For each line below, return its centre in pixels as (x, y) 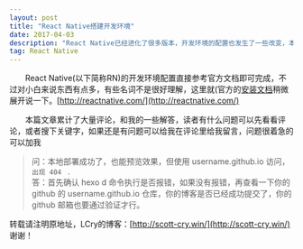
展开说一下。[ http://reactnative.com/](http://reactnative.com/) (124, 101)
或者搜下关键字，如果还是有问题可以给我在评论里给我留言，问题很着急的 (159, 131)
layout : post (34, 18)
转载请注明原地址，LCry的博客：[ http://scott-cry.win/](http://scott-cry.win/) (150, 224)
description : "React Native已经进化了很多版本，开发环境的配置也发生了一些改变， (149, 43)
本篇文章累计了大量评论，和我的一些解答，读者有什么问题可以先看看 (151, 120)
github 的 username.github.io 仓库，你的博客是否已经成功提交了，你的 (161, 194)
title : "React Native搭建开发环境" (72, 26)
